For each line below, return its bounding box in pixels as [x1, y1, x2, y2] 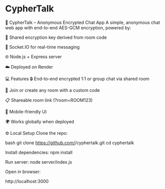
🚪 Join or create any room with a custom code [5, 87, 100, 93]
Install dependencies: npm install [5, 149, 73, 155]
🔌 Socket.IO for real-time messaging [5, 44, 80, 50]
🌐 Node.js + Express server [5, 53, 62, 60]
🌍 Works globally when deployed [5, 118, 74, 124]
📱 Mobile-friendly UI [5, 108, 47, 114]
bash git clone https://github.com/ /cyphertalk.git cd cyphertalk [5, 140, 135, 146]
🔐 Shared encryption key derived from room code [5, 34, 107, 40]
